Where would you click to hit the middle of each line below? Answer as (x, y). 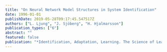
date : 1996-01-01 (23, 14)
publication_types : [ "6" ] (32, 28)
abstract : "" (19, 33)
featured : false (22, 38)
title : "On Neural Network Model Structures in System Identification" (81, 10)
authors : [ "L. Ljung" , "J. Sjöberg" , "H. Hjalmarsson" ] (64, 24)
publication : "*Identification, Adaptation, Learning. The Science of (80, 42)
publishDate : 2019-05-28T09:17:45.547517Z (50, 19)
